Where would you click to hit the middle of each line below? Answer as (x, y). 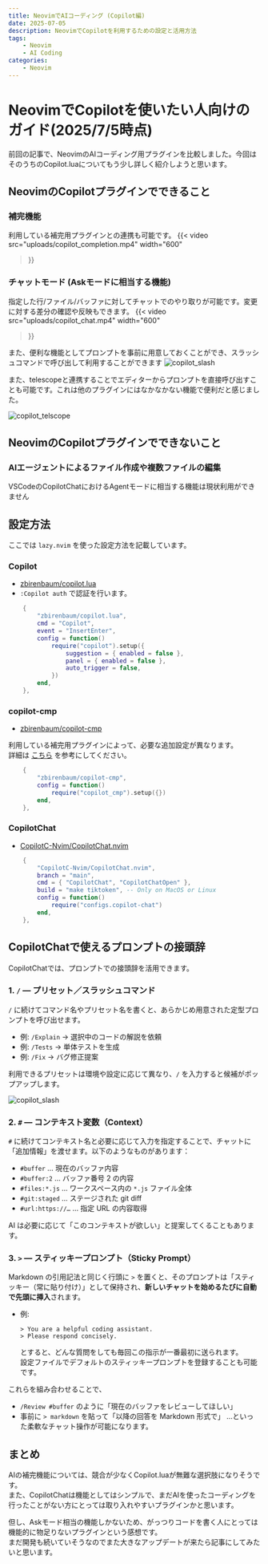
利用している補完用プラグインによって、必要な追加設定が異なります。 (123, 745)
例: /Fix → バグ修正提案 (59, 1056)
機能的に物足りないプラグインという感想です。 (85, 1532)
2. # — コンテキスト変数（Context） (78, 1122)
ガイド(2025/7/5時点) (81, 130)
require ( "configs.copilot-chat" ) (106, 906)
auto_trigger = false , (103, 668)
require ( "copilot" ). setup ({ (98, 646)
